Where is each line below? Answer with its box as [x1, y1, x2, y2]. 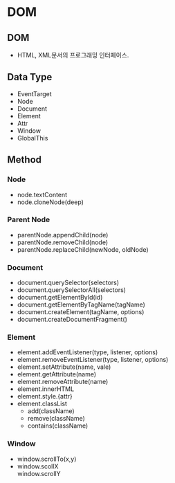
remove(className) [27, 414, 85, 423]
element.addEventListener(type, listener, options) [17, 348, 158, 356]
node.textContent [17, 190, 68, 199]
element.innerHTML [17, 385, 75, 393]
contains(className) [27, 421, 89, 430]
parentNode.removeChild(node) [17, 238, 109, 246]
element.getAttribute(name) [17, 370, 97, 379]
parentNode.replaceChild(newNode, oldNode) [17, 245, 149, 253]
